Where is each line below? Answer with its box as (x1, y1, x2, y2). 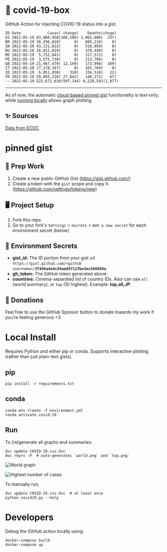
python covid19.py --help (5, 495, 59, 500)
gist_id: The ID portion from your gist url (12, 255, 95, 261)
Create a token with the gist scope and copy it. (12, 180, 109, 186)
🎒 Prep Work (5, 162, 45, 171)
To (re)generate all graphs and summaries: (5, 439, 92, 445)
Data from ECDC (5, 125, 39, 131)
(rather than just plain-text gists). (5, 354, 73, 360)
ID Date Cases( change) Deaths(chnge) (5, 30, 117, 35)
